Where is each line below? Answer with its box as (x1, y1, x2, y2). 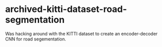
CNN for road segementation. (5, 36, 66, 42)
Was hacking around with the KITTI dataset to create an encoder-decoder (5, 30, 158, 36)
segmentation (5, 14, 65, 25)
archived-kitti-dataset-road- (5, 3, 127, 15)
